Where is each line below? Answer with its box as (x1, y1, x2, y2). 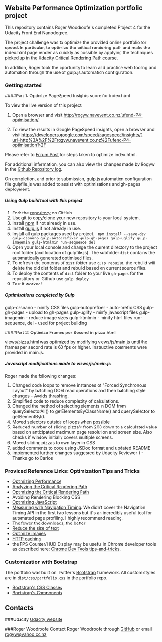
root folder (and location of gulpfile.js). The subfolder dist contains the (12, 250, 155, 256)
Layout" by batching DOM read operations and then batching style (12, 388, 146, 394)
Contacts (5, 604, 34, 612)
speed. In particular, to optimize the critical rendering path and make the (5, 44, 150, 50)
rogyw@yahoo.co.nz (5, 631, 47, 637)
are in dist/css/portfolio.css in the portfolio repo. (5, 575, 108, 581)
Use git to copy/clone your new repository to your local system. (12, 215, 140, 221)
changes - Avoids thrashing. (12, 393, 69, 399)
